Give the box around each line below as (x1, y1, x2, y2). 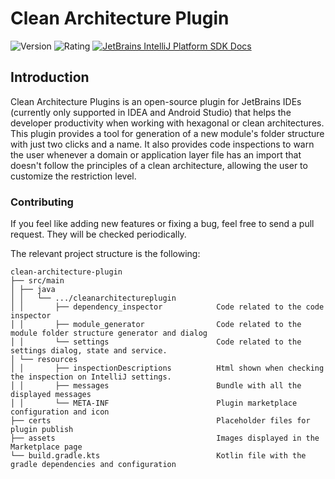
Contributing (10, 195, 74, 209)
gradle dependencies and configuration (10, 460, 177, 470)
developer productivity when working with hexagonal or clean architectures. (10, 117, 325, 129)
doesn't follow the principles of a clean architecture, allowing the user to (10, 159, 308, 171)
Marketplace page (10, 442, 83, 452)
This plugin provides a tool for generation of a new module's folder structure (10, 127, 325, 139)
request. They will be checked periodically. (10, 228, 187, 241)
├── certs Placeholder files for (10, 416, 311, 426)
